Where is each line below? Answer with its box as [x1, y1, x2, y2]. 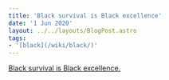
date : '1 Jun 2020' [8, 19, 73, 27]
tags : [8, 34, 26, 42]
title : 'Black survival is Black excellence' [8, 11, 162, 20]
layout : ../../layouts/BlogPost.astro [8, 26, 137, 34]
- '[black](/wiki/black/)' [8, 42, 98, 50]
